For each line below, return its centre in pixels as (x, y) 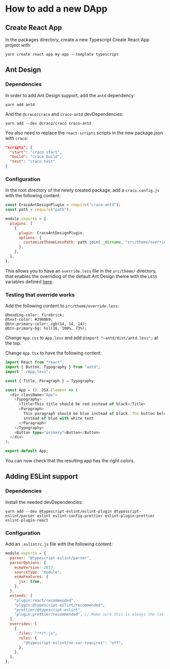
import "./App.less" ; (28, 371)
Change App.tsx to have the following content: (54, 353)
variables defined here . (29, 281)
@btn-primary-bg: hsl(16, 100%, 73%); (46, 328)
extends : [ (21, 596)
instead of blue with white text (59, 418)
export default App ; (27, 451)
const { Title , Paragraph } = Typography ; (51, 381)
